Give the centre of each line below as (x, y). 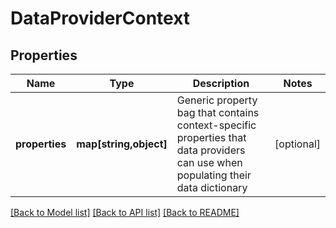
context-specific (216, 125)
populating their (214, 175)
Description (221, 83)
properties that (211, 137)
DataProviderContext (100, 18)
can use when (209, 162)
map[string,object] (122, 144)
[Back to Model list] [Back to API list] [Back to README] (125, 212)
